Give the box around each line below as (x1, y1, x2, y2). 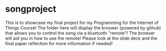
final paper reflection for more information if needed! (5, 40, 113, 46)
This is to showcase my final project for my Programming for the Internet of (5, 20, 159, 25)
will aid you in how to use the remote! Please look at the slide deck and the (5, 35, 158, 41)
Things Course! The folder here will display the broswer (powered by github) (5, 25, 161, 30)
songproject (5, 3, 56, 15)
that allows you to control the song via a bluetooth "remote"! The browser (5, 30, 155, 36)
